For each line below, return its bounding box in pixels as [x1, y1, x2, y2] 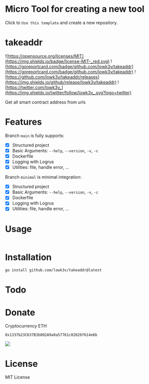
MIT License [5, 374, 30, 380]
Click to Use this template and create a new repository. [5, 20, 118, 26]
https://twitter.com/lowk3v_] [6, 84, 64, 90]
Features [5, 116, 42, 128]
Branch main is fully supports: [5, 133, 65, 138]
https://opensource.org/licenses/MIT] [8, 53, 84, 59]
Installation [5, 251, 52, 263]
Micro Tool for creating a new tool [5, 3, 145, 15]
